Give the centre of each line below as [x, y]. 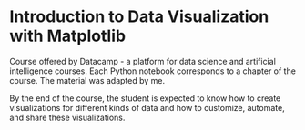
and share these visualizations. [67, 117]
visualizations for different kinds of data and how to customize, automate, [147, 107]
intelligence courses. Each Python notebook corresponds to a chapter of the [152, 71]
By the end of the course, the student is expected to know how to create [145, 98]
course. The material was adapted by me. [87, 80]
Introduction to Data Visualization [139, 17]
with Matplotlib [67, 36]
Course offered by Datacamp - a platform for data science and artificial [142, 61]
